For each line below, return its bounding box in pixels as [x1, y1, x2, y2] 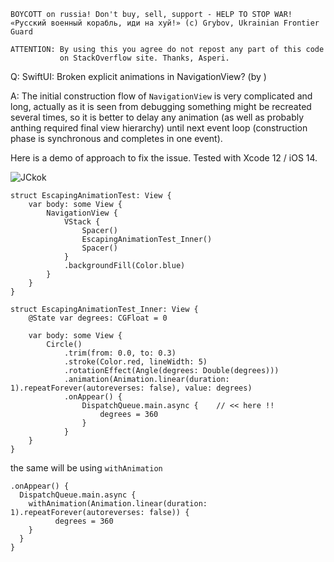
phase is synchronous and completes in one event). [10, 133, 223, 144]
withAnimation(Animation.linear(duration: [28, 499, 208, 509]
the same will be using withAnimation [10, 462, 163, 474]
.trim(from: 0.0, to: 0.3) [63, 348, 177, 358]
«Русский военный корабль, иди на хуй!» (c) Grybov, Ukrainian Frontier [10, 18, 320, 28]
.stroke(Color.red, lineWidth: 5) [63, 357, 208, 367]
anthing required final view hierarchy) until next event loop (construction [10, 122, 308, 134]
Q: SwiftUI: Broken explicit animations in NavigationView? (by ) [10, 71, 267, 82]
